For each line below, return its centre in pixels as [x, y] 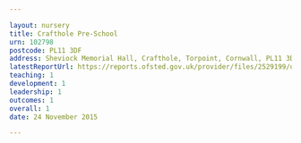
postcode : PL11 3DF [46, 50]
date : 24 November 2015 [54, 117]
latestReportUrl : [42, 67]
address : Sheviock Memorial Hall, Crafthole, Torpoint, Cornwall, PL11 [146, 59]
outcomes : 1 [31, 100]
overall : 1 [30, 108]
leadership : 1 [36, 92]
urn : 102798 [31, 42]
